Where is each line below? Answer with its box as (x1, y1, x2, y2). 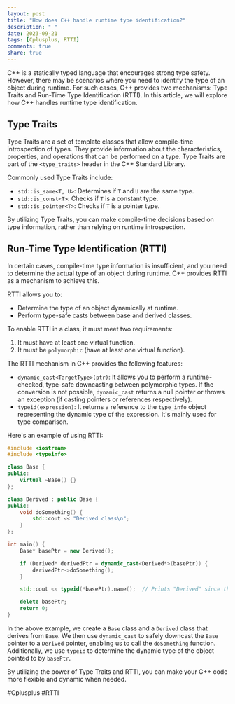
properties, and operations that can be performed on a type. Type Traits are (7, 152, 226, 160)
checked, (17, 380, 45, 389)
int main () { (7, 541, 45, 548)
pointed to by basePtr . (7, 654, 71, 662)
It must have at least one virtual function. (17, 338, 136, 347)
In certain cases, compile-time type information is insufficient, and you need (7, 261, 227, 270)
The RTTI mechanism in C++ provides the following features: (7, 359, 183, 368)
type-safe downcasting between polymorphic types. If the (45, 380, 214, 389)
